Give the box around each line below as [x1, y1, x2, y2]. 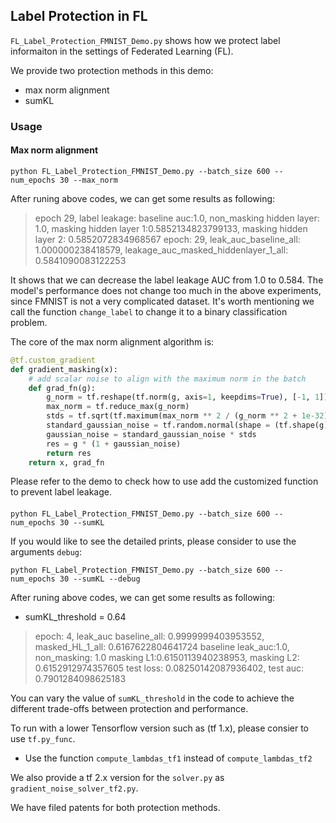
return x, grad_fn [28, 457, 105, 468]
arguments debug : [10, 546, 83, 558]
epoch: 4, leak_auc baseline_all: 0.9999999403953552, [34, 630, 265, 643]
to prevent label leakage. [10, 486, 113, 498]
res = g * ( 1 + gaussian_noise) [46, 439, 182, 449]
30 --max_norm [59, 175, 118, 185]
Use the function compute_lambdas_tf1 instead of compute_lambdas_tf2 [24, 752, 313, 764]
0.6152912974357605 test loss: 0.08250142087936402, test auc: [34, 662, 305, 674]
